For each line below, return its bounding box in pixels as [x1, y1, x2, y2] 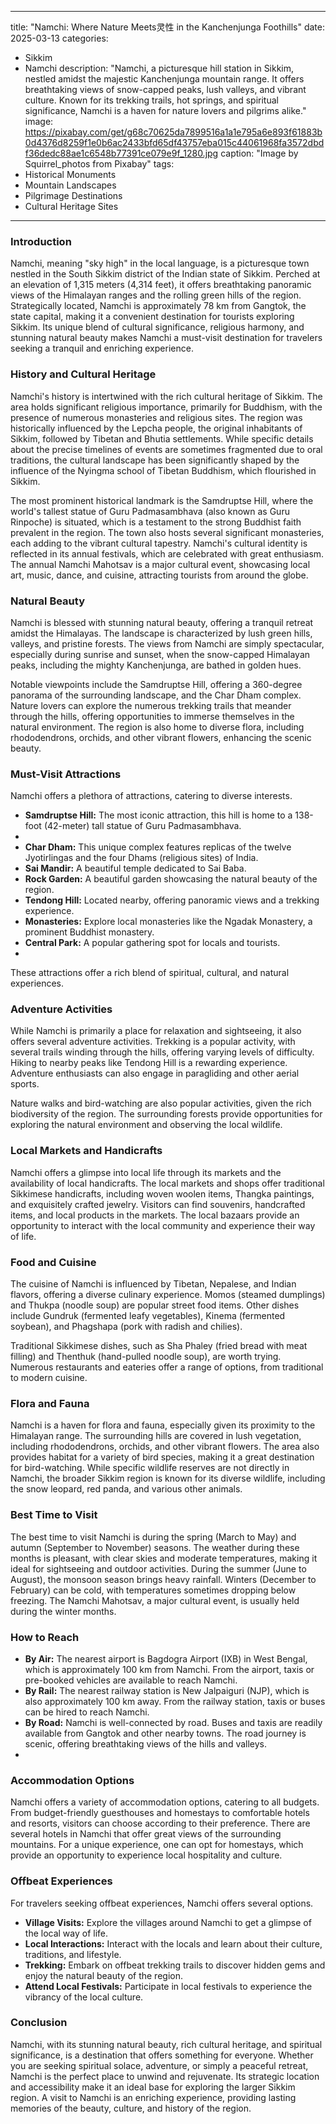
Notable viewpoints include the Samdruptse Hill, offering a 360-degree [10, 678, 303, 690]
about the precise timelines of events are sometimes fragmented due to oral [10, 443, 323, 455]
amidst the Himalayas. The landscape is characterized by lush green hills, [10, 627, 313, 639]
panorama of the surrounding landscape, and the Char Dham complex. [10, 689, 302, 701]
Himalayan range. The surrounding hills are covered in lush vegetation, [10, 1430, 302, 1442]
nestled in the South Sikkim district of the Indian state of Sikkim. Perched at [10, 268, 321, 280]
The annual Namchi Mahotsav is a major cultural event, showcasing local [10, 558, 311, 570]
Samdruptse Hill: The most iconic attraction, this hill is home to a [24, 809, 293, 821]
